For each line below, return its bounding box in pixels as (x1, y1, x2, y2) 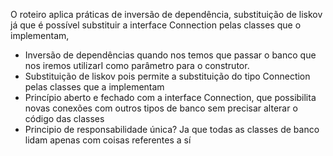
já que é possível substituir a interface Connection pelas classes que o (10, 19, 302, 31)
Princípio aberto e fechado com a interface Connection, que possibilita (24, 92, 317, 103)
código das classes (24, 113, 105, 124)
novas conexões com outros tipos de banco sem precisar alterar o (24, 102, 298, 114)
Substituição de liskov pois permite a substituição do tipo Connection (24, 70, 311, 82)
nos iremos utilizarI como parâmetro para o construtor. (24, 60, 250, 71)
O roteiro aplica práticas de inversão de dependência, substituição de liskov (10, 9, 323, 20)
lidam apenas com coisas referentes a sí (24, 134, 192, 146)
